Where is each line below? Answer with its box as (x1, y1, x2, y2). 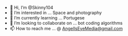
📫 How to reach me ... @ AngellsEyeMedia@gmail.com (9, 26, 123, 31)
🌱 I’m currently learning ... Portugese (9, 15, 85, 20)
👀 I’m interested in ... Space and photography (9, 10, 102, 16)
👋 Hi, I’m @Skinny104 (9, 5, 53, 10)
